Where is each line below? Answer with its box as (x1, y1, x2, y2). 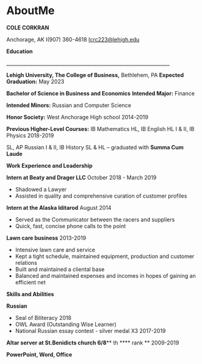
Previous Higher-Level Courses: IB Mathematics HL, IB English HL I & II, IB (6, 125, 195, 132)
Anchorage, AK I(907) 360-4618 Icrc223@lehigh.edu (6, 35, 140, 43)
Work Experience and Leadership (6, 162, 93, 169)
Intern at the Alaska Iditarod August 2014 (6, 204, 112, 211)
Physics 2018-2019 (6, 132, 54, 139)
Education (6, 47, 33, 55)
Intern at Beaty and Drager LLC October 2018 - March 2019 (6, 174, 157, 181)
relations (15, 259, 38, 266)
